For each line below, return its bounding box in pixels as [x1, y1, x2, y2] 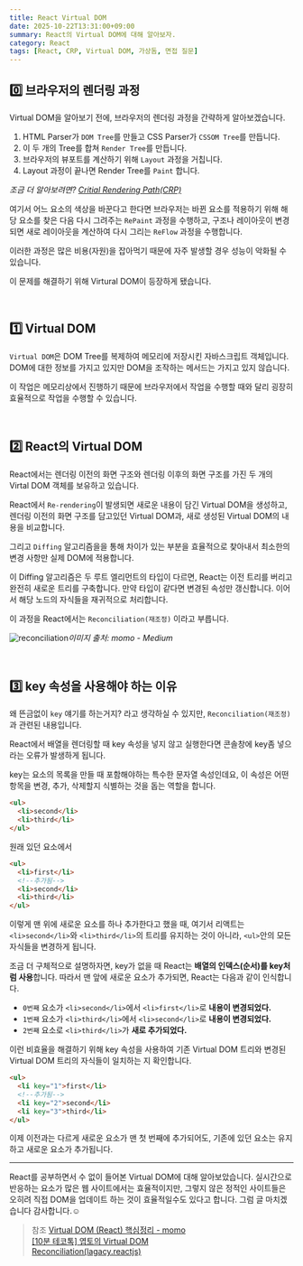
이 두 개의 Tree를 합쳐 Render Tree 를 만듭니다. [22, 142, 188, 154]
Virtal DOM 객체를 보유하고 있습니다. [9, 479, 140, 490]
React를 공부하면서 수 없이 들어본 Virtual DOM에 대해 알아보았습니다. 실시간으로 [9, 1171, 292, 1183]
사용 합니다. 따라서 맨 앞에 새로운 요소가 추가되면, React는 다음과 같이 [18, 972, 262, 982]
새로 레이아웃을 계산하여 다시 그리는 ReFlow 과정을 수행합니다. [25, 226, 243, 237]
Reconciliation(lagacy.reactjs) [31, 1246, 142, 1257]
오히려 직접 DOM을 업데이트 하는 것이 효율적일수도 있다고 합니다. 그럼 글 [9, 1194, 264, 1205]
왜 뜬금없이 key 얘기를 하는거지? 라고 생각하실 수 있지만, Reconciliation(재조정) [9, 708, 291, 719]
